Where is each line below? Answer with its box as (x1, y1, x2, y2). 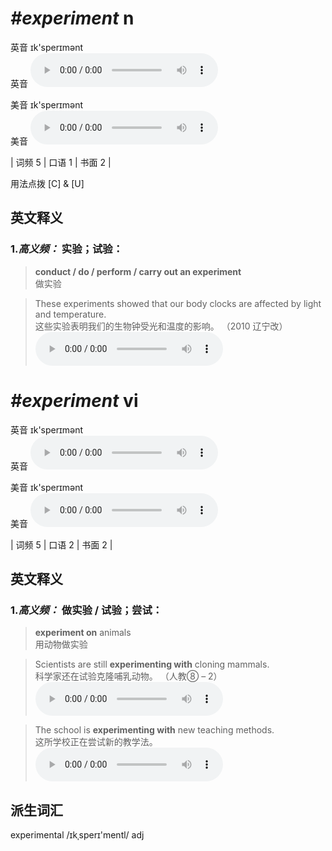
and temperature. (34, 308, 107, 320)
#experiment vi (10, 389, 139, 412)
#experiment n (10, 7, 135, 30)
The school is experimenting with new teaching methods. (34, 724, 275, 736)
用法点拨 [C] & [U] (10, 177, 85, 189)
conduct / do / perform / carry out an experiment (34, 265, 242, 277)
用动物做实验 (34, 638, 88, 651)
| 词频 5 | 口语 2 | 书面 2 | (10, 538, 113, 551)
